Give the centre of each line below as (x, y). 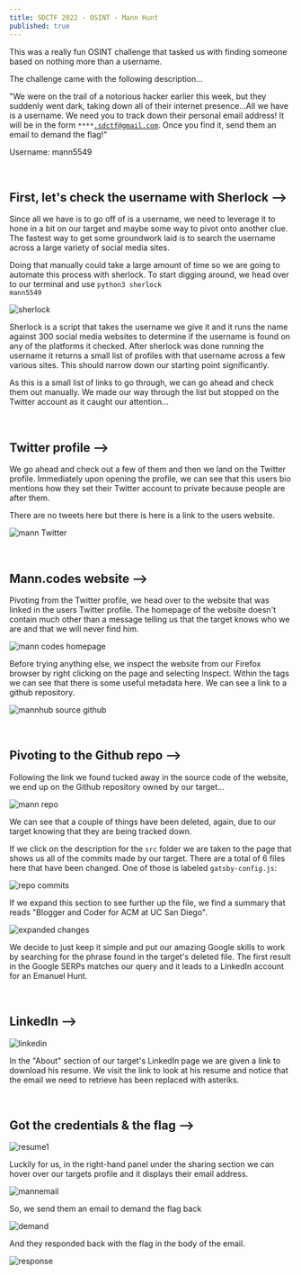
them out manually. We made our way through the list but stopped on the (144, 392)
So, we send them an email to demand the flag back (106, 1209)
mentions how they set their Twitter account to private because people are (147, 489)
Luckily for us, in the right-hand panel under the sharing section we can (142, 1164)
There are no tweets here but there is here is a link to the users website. (142, 516)
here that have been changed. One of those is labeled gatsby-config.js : (143, 867)
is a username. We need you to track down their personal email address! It (147, 115)
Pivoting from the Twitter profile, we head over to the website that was (139, 600)
